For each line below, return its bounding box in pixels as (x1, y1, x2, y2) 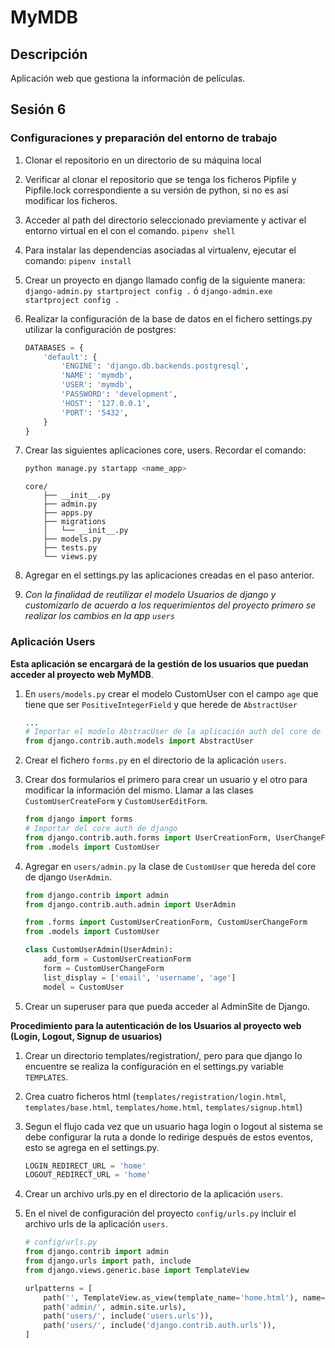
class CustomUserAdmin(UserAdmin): (24, 945, 174, 955)
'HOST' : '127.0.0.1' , (61, 398, 152, 408)
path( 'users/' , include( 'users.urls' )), (43, 1311, 214, 1321)
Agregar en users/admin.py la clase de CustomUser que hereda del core (24, 860, 317, 872)
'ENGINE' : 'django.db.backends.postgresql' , (61, 361, 250, 371)
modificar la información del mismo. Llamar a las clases (24, 784, 254, 796)
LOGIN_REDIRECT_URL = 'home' (24, 1161, 147, 1171)
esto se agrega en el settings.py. (24, 1141, 160, 1153)
